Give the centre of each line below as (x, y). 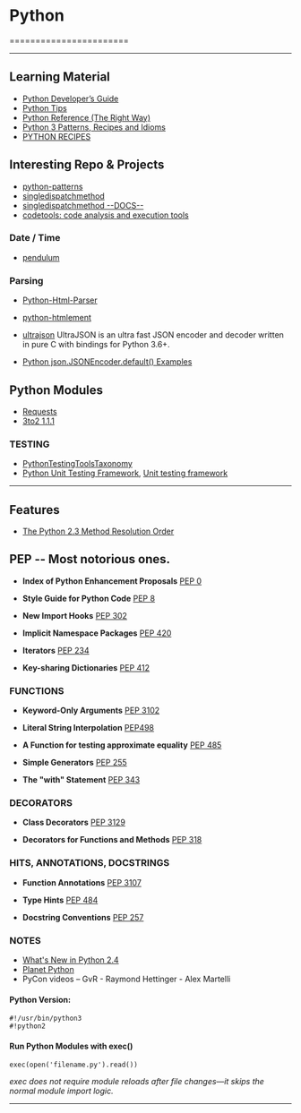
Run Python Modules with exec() (71, 1046)
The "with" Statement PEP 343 (81, 780)
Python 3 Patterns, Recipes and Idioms (94, 127)
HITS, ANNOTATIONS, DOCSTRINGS (90, 863)
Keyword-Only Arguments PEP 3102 (91, 711)
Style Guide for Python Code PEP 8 (88, 598)
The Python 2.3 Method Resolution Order (98, 531)
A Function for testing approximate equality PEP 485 (122, 745)
